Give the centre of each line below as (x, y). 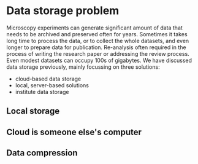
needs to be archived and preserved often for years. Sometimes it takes (97, 34)
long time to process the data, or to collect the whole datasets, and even (98, 41)
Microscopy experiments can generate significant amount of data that (94, 28)
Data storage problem (63, 11)
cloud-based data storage (48, 79)
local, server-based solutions (52, 85)
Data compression (42, 153)
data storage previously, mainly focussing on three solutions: (83, 67)
